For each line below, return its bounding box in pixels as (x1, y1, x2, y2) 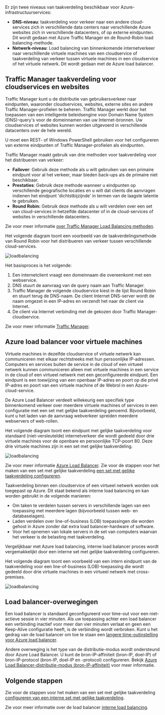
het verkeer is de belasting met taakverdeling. (12, 534, 105, 539)
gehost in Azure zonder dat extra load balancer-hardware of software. (12, 523, 155, 529)
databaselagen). (12, 513, 46, 519)
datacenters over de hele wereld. (5, 127, 72, 133)
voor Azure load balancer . (5, 637, 58, 643)
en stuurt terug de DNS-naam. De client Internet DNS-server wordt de (12, 293, 155, 299)
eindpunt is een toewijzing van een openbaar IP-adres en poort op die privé (5, 377, 159, 383)
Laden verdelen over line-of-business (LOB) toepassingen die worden (12, 518, 154, 524)
